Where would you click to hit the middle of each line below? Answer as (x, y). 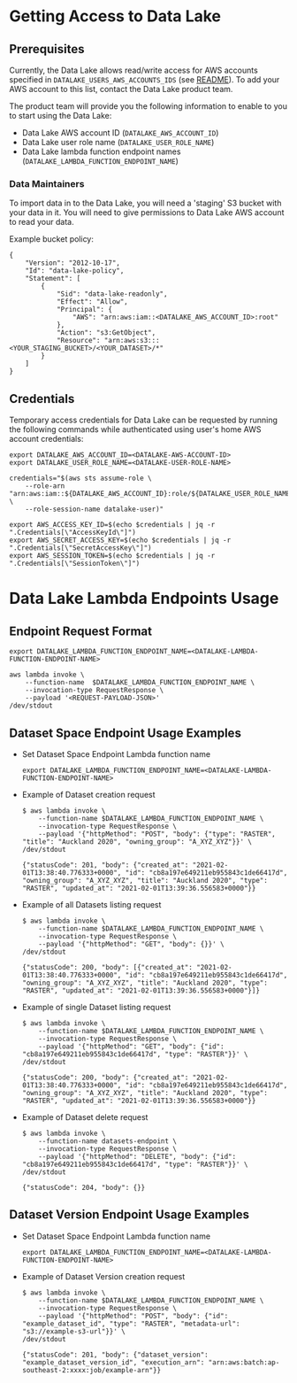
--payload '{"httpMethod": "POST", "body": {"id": (133, 1316)
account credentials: (46, 439)
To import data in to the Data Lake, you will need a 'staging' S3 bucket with (145, 203)
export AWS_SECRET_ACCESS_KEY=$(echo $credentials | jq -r (120, 541)
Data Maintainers (47, 183)
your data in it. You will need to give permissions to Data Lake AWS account (147, 212)
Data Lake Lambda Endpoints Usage (144, 599)
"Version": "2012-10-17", (73, 263)
